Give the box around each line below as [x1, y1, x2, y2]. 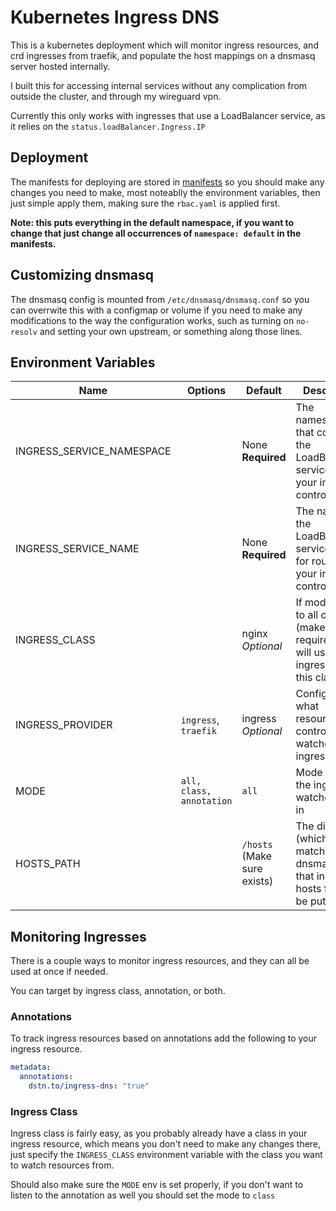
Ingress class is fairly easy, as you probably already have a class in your [10, 1127, 308, 1140]
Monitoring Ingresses [10, 928, 147, 945]
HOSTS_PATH [15, 857, 81, 871]
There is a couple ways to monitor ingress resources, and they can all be [10, 955, 310, 967]
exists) [241, 874, 274, 888]
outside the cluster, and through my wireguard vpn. [10, 90, 222, 102]
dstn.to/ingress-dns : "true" [28, 1081, 150, 1091]
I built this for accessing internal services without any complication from [10, 79, 308, 91]
